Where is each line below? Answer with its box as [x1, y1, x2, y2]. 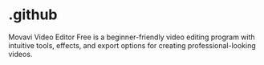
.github [8, 6, 58, 24]
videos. [8, 49, 33, 59]
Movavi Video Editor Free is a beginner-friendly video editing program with [8, 32, 255, 42]
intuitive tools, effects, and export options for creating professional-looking [8, 40, 257, 50]
